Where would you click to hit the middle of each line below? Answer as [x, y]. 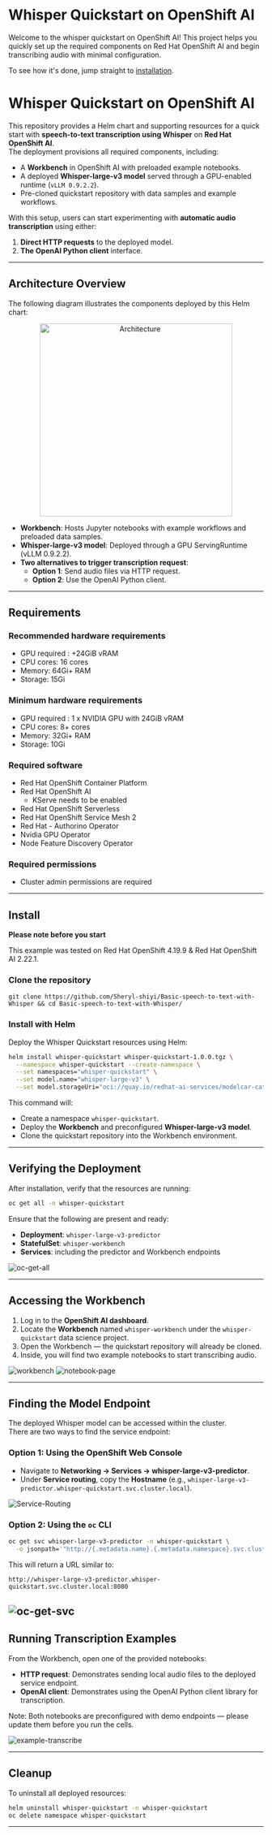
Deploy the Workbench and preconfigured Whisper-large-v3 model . [136, 1127]
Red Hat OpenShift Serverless [70, 808]
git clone [25, 997]
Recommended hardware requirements [87, 636]
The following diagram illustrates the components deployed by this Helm [129, 303]
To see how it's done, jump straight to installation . [91, 70]
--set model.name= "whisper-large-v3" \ [83, 1080]
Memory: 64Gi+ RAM [55, 671]
